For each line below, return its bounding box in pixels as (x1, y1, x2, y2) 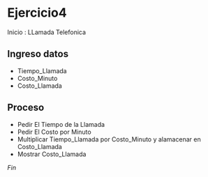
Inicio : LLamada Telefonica (7, 28, 86, 36)
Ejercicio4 (7, 5, 68, 21)
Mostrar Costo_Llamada (17, 150, 87, 158)
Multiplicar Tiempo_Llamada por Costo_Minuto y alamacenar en (17, 134, 201, 144)
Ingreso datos (7, 48, 68, 60)
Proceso (7, 102, 45, 114)
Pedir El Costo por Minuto (17, 128, 92, 136)
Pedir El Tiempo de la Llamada (17, 120, 105, 128)
